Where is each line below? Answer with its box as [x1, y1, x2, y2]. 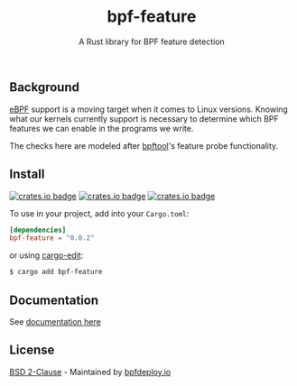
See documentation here [9, 317, 101, 326]
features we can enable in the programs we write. [9, 123, 194, 133]
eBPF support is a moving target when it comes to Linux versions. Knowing [9, 104, 289, 115]
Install [9, 167, 45, 182]
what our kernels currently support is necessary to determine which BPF [9, 113, 280, 124]
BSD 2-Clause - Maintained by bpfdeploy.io [9, 366, 172, 377]
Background [9, 79, 79, 96]
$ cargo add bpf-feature [9, 268, 103, 277]
